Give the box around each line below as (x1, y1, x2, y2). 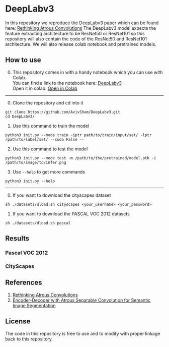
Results (5, 234, 30, 243)
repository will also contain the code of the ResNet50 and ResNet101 (5, 36, 147, 42)
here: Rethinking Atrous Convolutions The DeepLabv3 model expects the (5, 25, 156, 31)
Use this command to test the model (12, 146, 88, 152)
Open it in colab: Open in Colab (12, 85, 77, 91)
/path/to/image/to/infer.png (5, 160, 66, 165)
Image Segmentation (12, 302, 56, 308)
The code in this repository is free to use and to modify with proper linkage (5, 330, 160, 336)
